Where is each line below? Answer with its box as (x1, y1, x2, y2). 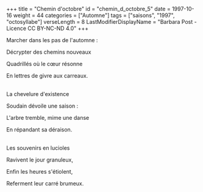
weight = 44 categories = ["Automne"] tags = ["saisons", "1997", (13, 12, 175, 19)
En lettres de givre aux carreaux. (6, 72, 88, 79)
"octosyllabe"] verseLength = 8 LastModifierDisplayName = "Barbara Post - (6, 18, 197, 25)
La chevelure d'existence (6, 90, 69, 97)
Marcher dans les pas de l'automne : (6, 37, 98, 43)
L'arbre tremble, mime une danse (6, 114, 90, 121)
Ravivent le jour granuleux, (6, 156, 73, 163)
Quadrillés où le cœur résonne (6, 61, 83, 67)
